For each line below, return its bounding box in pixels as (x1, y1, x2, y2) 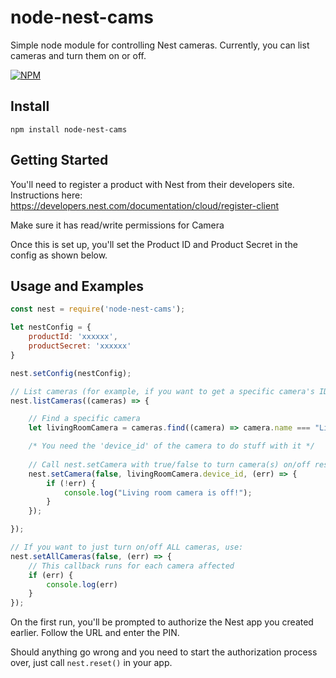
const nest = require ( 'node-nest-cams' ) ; (10, 304, 186, 315)
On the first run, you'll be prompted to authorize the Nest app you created (10, 616, 314, 628)
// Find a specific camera (28, 414, 141, 424)
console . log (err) (46, 579, 118, 590)
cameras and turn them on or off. (10, 49, 147, 61)
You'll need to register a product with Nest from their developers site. (10, 178, 295, 190)
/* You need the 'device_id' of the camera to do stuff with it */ (28, 441, 315, 451)
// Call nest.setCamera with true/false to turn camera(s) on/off (28, 459, 311, 470)
